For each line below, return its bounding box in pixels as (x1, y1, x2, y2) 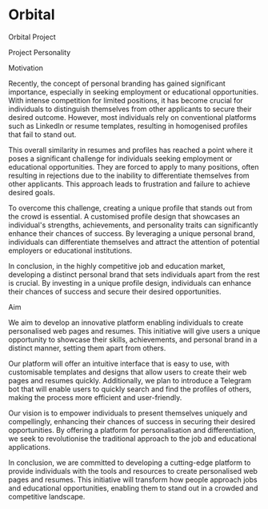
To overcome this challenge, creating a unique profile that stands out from (8, 202, 253, 213)
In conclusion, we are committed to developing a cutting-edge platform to (8, 458, 251, 467)
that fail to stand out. (8, 130, 77, 139)
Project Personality (8, 47, 71, 57)
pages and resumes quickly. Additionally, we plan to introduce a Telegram (8, 375, 252, 385)
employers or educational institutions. (8, 246, 133, 255)
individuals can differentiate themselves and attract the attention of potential (8, 237, 260, 246)
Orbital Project (8, 32, 56, 42)
